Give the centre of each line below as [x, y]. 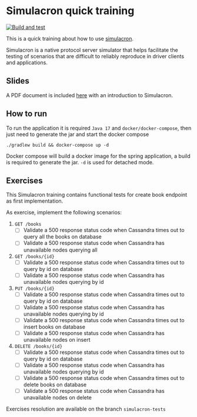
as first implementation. [35, 201]
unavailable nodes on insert [57, 339]
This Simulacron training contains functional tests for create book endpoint [97, 195]
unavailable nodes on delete [58, 398]
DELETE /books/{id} [39, 346]
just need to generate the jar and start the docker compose [78, 134]
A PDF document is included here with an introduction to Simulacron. [90, 95]
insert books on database [54, 327]
